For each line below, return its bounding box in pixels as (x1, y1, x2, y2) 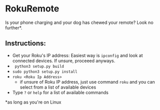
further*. (5, 24, 22, 30)
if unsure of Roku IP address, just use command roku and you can (19, 79, 156, 85)
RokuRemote (5, 3, 60, 14)
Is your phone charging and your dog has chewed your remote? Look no (5, 19, 154, 25)
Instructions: (5, 39, 46, 48)
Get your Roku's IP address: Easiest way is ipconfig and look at (12, 52, 143, 58)
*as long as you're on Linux (5, 99, 61, 105)
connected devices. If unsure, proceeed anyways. (12, 58, 116, 64)
